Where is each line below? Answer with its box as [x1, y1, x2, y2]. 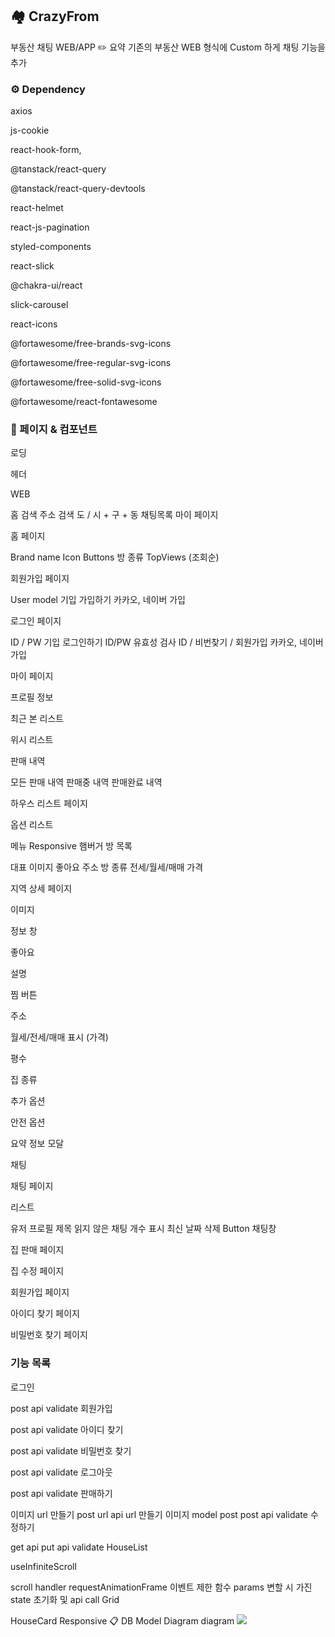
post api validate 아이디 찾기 [10, 1423, 124, 1435]
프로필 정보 [10, 691, 54, 703]
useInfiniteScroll [10, 1560, 77, 1572]
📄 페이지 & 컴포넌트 [10, 423, 98, 437]
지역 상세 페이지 [10, 883, 73, 895]
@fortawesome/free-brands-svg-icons [10, 338, 172, 350]
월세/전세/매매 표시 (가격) [10, 1031, 109, 1043]
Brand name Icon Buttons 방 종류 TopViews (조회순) [10, 551, 220, 563]
